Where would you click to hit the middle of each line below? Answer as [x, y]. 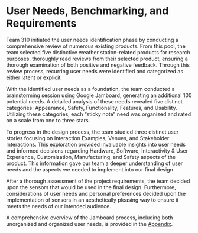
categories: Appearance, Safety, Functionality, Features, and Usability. [92, 108]
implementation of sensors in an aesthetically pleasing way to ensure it [92, 200]
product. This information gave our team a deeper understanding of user [95, 163]
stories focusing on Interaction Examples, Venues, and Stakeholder [88, 138]
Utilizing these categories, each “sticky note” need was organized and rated [99, 114]
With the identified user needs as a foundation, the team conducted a [91, 89]
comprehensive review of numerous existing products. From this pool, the [96, 46]
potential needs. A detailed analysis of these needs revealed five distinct [94, 101]
